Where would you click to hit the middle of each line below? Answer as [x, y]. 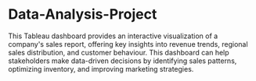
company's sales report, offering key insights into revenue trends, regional [128, 44]
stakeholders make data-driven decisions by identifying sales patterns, [123, 61]
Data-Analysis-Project [83, 14]
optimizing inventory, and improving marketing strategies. [101, 69]
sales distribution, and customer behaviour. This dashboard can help [119, 52]
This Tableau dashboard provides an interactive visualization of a [113, 36]
